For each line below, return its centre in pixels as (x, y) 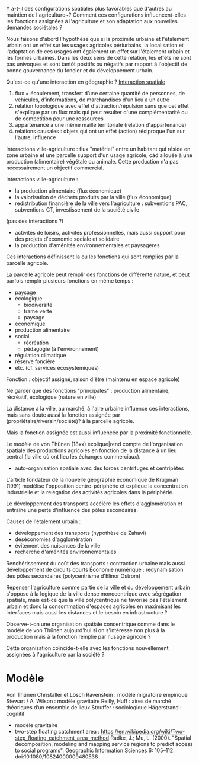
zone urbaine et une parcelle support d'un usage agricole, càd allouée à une (99, 155)
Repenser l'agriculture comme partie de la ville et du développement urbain (98, 587)
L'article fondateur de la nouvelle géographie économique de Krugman (92, 480)
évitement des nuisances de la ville (57, 545)
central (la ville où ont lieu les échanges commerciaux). (73, 457)
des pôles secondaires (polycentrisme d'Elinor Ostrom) (73, 576)
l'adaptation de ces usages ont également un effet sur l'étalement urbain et (98, 52)
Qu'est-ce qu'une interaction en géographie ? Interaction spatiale (86, 82)
